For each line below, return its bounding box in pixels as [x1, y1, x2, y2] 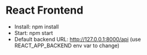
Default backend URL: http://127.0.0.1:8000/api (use [14, 35, 141, 43]
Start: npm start [14, 29, 53, 36]
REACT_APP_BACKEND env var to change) [14, 42, 120, 49]
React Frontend [5, 4, 84, 17]
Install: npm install [14, 23, 59, 30]
